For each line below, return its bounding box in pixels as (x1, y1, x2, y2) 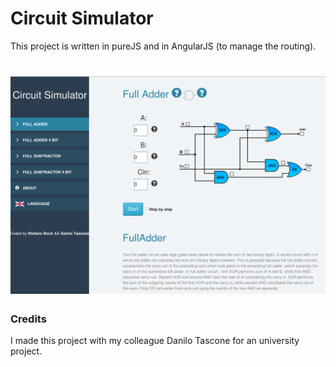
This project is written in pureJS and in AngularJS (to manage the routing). (10, 40, 317, 52)
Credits (10, 312, 47, 326)
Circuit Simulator (10, 7, 154, 30)
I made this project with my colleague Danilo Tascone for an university (10, 334, 300, 346)
